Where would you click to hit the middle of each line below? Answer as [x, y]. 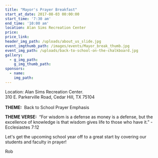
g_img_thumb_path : [32, 64]
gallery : [14, 55]
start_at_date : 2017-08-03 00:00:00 [42, 14]
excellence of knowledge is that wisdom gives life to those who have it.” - [79, 122]
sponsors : [15, 69]
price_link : [17, 37]
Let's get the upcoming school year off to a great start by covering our [76, 136]
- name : [17, 73]
